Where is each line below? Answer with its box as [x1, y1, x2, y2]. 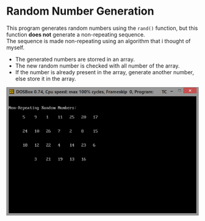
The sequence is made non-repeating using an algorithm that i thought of [6, 37, 191, 44]
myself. [6, 44, 25, 51]
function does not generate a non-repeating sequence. [6, 30, 145, 38]
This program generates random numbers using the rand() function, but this [6, 24, 198, 32]
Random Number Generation [6, 4, 154, 18]
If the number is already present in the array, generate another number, [15, 68, 194, 75]
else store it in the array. [15, 75, 76, 82]
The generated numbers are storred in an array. [15, 55, 135, 63]
